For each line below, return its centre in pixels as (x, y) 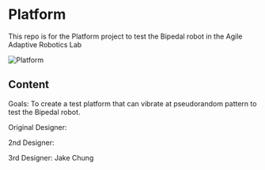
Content (29, 85)
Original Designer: (38, 127)
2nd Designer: (31, 142)
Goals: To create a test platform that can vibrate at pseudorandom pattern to (132, 103)
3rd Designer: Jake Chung (51, 157)
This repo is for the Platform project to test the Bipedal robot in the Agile (125, 36)
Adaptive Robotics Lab (45, 44)
